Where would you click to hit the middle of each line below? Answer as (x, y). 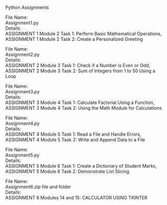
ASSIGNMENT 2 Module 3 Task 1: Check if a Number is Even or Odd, (78, 65)
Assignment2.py (23, 54)
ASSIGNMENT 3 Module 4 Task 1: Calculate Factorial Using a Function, (80, 102)
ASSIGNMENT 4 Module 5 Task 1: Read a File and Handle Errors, (73, 134)
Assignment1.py (22, 23)
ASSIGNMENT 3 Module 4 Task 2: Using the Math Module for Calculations (84, 108)
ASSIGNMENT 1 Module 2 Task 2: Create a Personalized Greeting (74, 39)
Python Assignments (27, 7)
